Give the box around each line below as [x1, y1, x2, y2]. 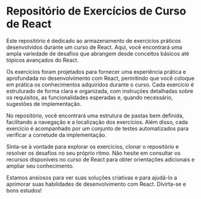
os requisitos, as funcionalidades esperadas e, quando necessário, [6, 94, 173, 101]
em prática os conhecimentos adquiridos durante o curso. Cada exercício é [6, 80, 194, 88]
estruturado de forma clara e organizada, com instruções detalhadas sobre [6, 87, 194, 94]
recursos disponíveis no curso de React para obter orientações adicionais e [6, 155, 195, 163]
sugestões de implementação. [6, 100, 82, 107]
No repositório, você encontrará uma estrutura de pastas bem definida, [6, 112, 184, 119]
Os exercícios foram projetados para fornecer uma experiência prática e [6, 68, 186, 75]
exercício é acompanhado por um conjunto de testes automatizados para [6, 125, 189, 132]
